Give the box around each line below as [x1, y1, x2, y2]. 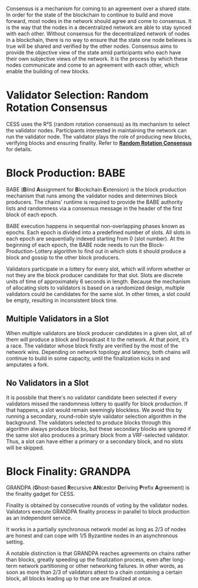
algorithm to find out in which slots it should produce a [54, 248, 186, 255]
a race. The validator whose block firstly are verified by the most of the [6, 342, 179, 349]
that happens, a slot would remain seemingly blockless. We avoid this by [6, 406, 182, 413]
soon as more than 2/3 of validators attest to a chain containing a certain [6, 568, 183, 576]
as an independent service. [6, 514, 72, 522]
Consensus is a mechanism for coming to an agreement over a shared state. [6, 5, 192, 12]
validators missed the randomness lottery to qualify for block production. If [6, 400, 188, 407]
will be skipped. [6, 444, 44, 451]
